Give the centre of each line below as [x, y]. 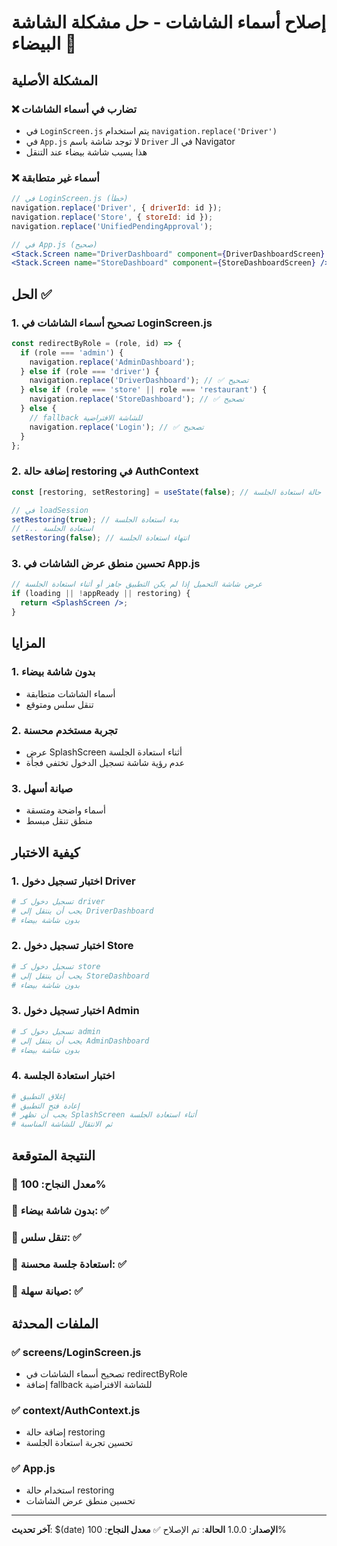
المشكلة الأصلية [55, 80]
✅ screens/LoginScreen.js [76, 1352]
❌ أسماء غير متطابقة [55, 178]
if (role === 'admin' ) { [72, 352]
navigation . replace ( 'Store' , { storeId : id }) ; [112, 217]
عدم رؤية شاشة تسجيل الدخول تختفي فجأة [105, 762]
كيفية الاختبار [46, 852]
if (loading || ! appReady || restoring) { [101, 594]
